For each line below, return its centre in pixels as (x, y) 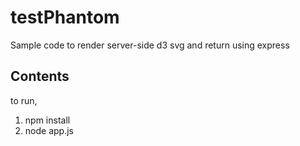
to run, (24, 100)
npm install (47, 120)
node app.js (49, 130)
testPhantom (65, 17)
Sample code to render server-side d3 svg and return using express (150, 45)
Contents (40, 76)
